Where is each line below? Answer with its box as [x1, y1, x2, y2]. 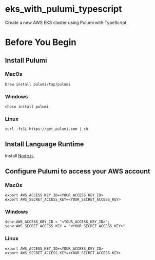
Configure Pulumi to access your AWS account [5, 167, 151, 175]
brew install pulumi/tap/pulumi [5, 82, 71, 87]
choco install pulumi [5, 104, 49, 109]
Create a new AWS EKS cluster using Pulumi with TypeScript [5, 20, 127, 25]
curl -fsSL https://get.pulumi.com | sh [5, 127, 89, 131]
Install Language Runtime [5, 140, 84, 148]
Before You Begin [5, 37, 77, 48]
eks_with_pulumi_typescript [5, 3, 122, 15]
